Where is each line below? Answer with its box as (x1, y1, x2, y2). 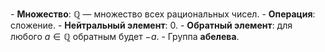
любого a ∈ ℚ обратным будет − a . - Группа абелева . (10, 31, 240, 42)
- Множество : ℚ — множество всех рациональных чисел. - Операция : (10, 8, 316, 20)
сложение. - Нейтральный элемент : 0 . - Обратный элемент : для (10, 19, 293, 31)
